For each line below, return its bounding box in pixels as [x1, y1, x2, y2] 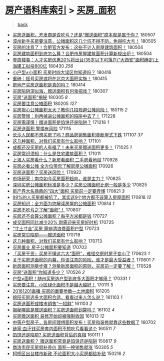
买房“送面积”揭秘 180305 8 [12, 94, 68, 100]
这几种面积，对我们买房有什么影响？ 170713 [12, 238, 102, 244]
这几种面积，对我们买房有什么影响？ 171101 [12, 138, 101, 144]
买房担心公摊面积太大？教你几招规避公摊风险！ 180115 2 [12, 106, 128, 112]
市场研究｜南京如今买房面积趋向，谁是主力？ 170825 [12, 175, 121, 181]
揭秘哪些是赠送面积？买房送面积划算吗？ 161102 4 [12, 306, 115, 312]
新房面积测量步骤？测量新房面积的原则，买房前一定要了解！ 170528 [12, 263, 151, 269]
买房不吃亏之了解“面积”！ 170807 [12, 206, 81, 212]
